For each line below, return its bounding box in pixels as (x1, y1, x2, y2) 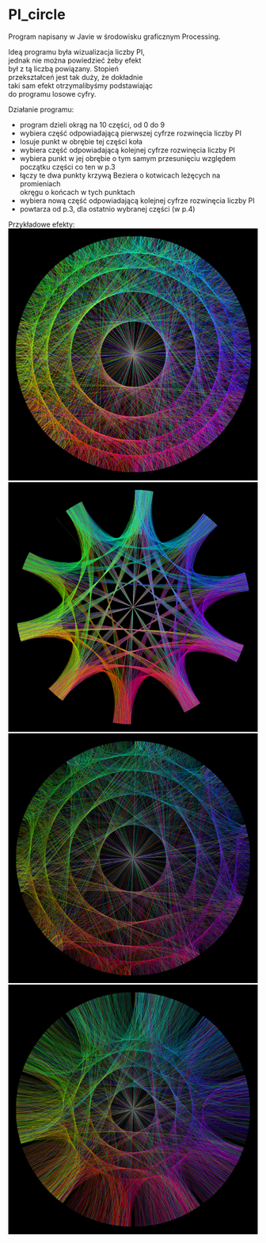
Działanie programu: (8, 105, 74, 114)
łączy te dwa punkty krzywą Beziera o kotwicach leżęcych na (19, 170, 221, 180)
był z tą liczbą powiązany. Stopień (8, 63, 120, 73)
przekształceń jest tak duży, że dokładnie (8, 72, 143, 82)
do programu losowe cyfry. (8, 89, 97, 98)
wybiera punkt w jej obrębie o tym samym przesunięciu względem (19, 153, 236, 163)
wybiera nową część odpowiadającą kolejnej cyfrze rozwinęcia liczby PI (19, 196, 255, 205)
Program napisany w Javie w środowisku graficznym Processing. (8, 32, 221, 41)
